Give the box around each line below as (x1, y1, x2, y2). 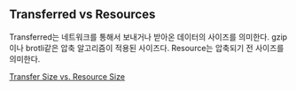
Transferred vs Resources (9, 7, 156, 22)
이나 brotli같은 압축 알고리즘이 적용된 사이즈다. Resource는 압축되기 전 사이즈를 (9, 42, 284, 53)
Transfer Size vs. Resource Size (9, 71, 126, 82)
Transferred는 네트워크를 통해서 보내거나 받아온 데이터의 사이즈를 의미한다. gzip (9, 31, 288, 42)
